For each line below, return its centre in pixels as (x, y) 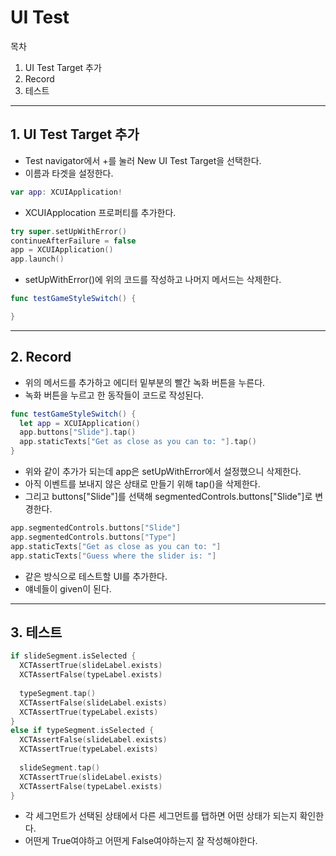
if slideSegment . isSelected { (73, 656)
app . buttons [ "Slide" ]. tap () (78, 432)
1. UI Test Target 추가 (75, 134)
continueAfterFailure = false (73, 241)
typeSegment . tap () (58, 693)
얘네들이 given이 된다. (68, 588)
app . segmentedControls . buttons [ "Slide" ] (96, 528)
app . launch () (37, 259)
